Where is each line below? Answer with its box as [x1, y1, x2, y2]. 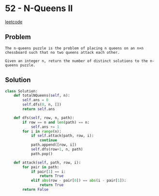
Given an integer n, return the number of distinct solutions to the [5, 59, 148, 63]
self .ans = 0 [22, 98, 49, 103]
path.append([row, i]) [30, 142, 77, 148]
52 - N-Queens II [5, 3, 73, 14]
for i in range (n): [22, 129, 62, 134]
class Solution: [5, 89, 38, 93]
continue [39, 138, 57, 143]
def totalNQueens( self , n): [14, 93, 70, 98]
